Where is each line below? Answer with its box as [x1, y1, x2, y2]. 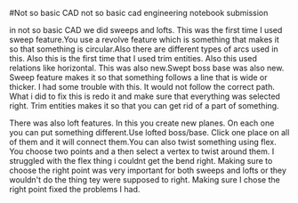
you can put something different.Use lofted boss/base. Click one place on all [9, 127, 290, 137]
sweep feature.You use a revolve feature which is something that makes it [9, 35, 280, 45]
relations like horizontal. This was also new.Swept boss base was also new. [9, 62, 285, 73]
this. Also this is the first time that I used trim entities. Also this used [9, 53, 258, 63]
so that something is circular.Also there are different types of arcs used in [9, 44, 278, 54]
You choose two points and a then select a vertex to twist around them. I [9, 146, 275, 157]
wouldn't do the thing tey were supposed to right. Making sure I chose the [9, 175, 280, 185]
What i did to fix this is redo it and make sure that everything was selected [9, 91, 280, 101]
